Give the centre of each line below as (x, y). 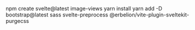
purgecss (18, 21)
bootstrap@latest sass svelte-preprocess (57, 15)
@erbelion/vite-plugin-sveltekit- (149, 15)
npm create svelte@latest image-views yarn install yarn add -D (84, 9)
